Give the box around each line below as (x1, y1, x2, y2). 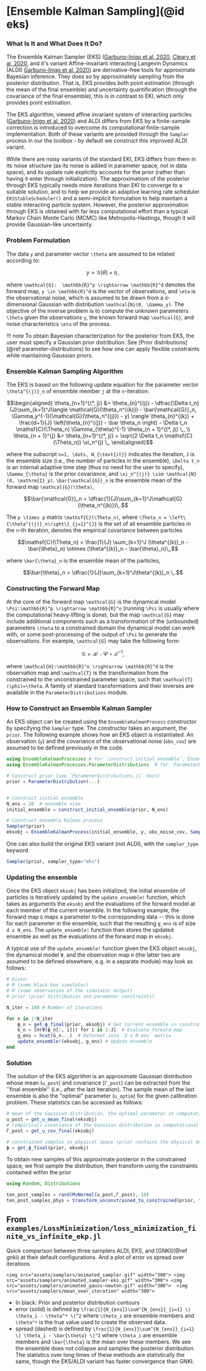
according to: (6, 256, 40, 264)
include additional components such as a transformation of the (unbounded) (6, 618, 199, 625)
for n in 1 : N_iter (6, 1016, 53, 1022)
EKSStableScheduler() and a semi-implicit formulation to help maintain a (6, 195, 188, 202)
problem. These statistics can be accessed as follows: (6, 1099, 143, 1106)
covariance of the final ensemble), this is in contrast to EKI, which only (6, 92, 184, 100)
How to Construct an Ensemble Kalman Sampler (6, 704, 152, 713)
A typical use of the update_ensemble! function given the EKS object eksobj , (6, 945, 197, 952)
